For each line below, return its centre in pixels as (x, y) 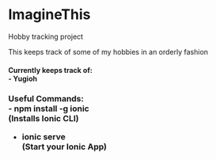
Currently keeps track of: (50, 70)
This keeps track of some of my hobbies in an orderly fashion (108, 51)
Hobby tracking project (46, 36)
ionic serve (44, 136)
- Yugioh (23, 78)
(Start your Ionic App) (64, 147)
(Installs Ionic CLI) (44, 119)
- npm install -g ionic (49, 109)
